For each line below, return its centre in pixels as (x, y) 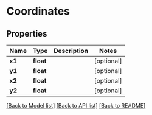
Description (71, 51)
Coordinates (38, 11)
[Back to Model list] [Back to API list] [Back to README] (76, 106)
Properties (27, 34)
